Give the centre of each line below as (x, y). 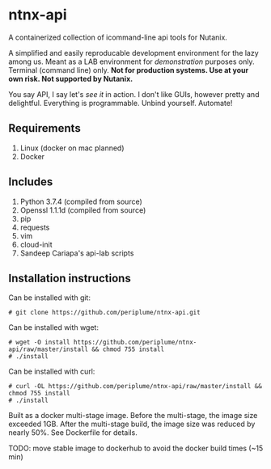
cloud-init (36, 244)
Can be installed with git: (50, 298)
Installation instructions (70, 278)
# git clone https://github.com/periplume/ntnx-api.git (104, 313)
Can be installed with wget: (54, 327)
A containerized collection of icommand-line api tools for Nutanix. (118, 37)
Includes (31, 182)
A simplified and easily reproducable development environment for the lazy (133, 53)
